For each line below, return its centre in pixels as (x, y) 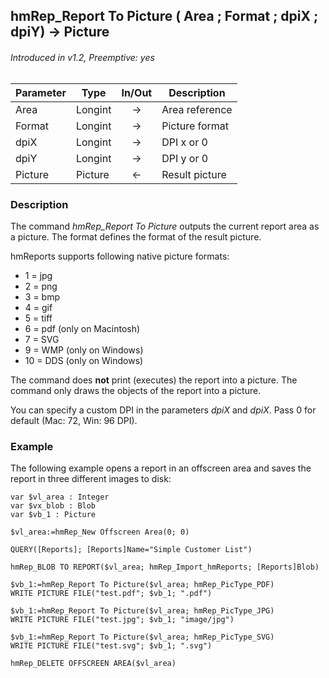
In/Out (137, 92)
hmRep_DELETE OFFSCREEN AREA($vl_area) (93, 664)
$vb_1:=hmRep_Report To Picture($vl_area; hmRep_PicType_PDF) (142, 585)
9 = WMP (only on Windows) (84, 350)
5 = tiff (38, 318)
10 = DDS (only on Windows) (84, 360)
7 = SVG (42, 339)
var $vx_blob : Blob (53, 506)
